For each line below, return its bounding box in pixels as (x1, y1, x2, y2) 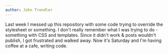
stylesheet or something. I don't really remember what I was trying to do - (5, 26, 158, 33)
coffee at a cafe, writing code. (5, 42, 68, 48)
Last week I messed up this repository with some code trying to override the (5, 21, 163, 27)
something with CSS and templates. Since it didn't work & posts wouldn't (5, 32, 156, 38)
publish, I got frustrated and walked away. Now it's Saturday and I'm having (5, 37, 162, 43)
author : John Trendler (5, 7, 53, 13)
